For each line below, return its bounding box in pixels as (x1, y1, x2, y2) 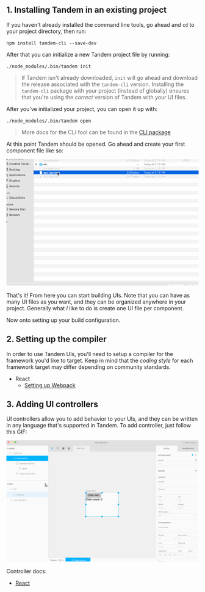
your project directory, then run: (6, 27, 87, 35)
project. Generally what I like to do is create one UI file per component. (6, 304, 184, 312)
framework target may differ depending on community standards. (6, 363, 171, 371)
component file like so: (6, 146, 63, 154)
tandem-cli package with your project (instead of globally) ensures (21, 87, 190, 94)
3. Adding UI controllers (6, 399, 99, 409)
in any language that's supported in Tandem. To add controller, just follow (6, 422, 191, 429)
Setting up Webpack (24, 381, 76, 389)
